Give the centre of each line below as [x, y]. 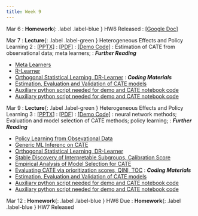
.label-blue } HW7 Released [40, 207]
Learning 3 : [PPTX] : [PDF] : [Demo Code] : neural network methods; [92, 114]
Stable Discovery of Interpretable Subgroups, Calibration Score [93, 157]
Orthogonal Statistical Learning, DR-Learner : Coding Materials [93, 77]
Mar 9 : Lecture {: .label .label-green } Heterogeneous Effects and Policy [95, 107]
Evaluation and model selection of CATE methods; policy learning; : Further [99, 121]
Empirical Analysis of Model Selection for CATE [73, 163]
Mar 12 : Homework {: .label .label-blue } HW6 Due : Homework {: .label [94, 200]
